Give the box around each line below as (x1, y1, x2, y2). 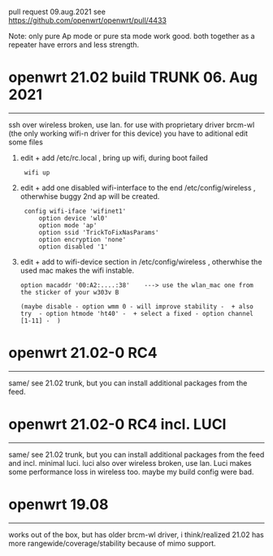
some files (8, 137, 43, 147)
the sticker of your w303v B (19, 288, 119, 296)
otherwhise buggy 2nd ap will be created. (19, 191, 160, 201)
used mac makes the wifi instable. (19, 265, 135, 275)
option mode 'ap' (38, 221, 97, 230)
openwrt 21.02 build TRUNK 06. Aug (8, 68, 258, 87)
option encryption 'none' (38, 235, 127, 244)
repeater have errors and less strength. (8, 40, 140, 50)
